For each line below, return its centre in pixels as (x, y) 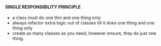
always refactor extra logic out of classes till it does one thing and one (83, 23)
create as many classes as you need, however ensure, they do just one (84, 33)
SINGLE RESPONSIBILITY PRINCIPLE (43, 7)
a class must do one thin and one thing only (56, 18)
